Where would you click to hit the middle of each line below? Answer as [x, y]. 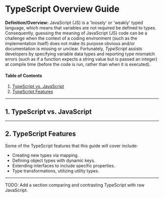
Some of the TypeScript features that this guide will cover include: [72, 146]
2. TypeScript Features [41, 134]
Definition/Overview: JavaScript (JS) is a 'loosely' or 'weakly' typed [74, 23]
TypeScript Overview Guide [62, 9]
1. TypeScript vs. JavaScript [48, 111]
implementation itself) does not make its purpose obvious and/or [70, 43]
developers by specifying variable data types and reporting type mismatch [80, 54]
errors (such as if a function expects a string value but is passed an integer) [81, 59]
